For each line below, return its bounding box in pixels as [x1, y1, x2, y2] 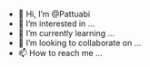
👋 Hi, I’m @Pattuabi [17, 9, 91, 19]
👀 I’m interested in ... [17, 18, 95, 29]
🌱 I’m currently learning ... [17, 28, 115, 38]
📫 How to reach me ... [17, 48, 103, 58]
